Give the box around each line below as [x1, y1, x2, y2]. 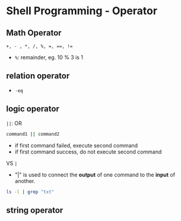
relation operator [6, 71, 70, 81]
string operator [6, 205, 63, 215]
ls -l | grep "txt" [6, 188, 55, 195]
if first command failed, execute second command [14, 142, 138, 149]
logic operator [6, 104, 59, 114]
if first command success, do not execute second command [14, 148, 162, 155]
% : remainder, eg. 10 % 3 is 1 [14, 54, 83, 60]
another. [14, 177, 36, 184]
